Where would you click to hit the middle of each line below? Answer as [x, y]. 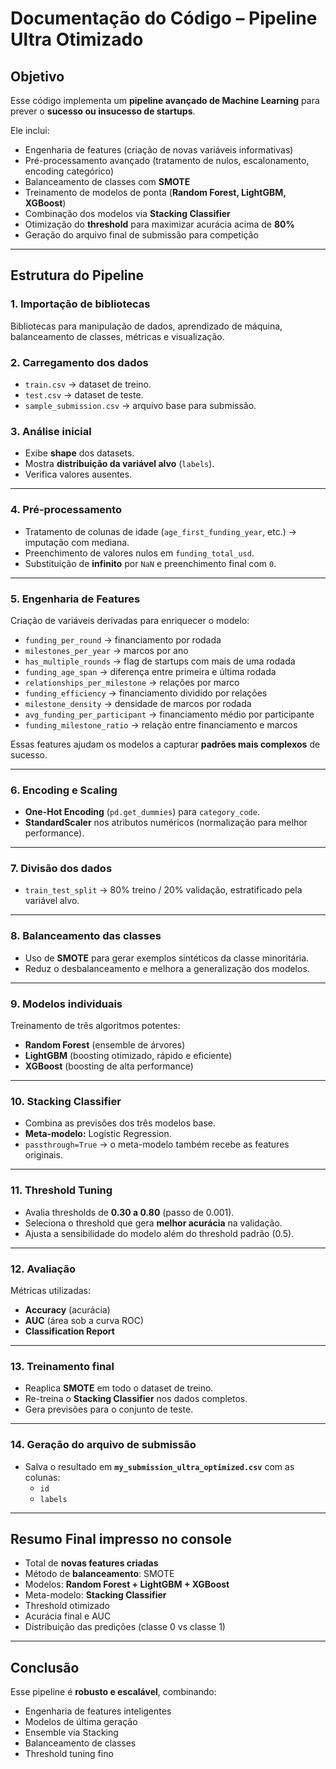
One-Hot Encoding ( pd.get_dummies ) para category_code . [142, 812]
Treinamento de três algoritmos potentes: [95, 1026]
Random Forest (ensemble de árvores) [105, 1045]
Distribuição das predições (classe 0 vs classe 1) [125, 1627]
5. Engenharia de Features [75, 599]
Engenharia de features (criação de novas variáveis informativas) [159, 150]
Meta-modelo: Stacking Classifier [95, 1595]
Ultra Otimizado [77, 39]
